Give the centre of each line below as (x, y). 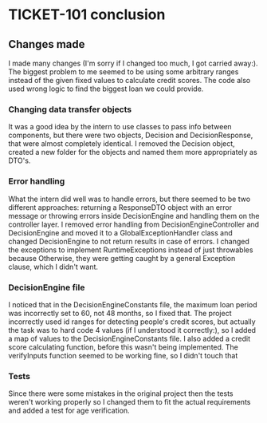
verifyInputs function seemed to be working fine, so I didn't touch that (123, 355)
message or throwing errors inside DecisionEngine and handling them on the (134, 215)
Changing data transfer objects (70, 109)
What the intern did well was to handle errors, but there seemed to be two (130, 199)
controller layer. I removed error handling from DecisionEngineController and (134, 224)
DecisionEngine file (47, 287)
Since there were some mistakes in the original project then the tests (121, 393)
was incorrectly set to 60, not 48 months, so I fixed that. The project (120, 313)
